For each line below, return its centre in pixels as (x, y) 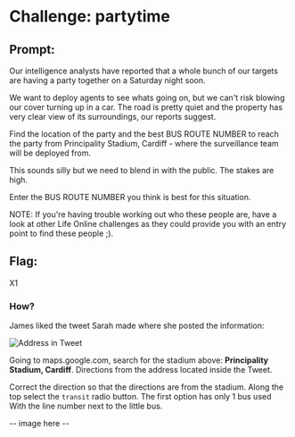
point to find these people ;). (61, 233)
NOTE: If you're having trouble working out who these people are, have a (143, 214)
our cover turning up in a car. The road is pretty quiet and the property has (146, 107)
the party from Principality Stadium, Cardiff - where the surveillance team (144, 143)
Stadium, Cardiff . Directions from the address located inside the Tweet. (141, 370)
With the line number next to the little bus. (86, 406)
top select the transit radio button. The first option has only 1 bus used (140, 397)
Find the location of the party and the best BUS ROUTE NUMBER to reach (144, 134)
